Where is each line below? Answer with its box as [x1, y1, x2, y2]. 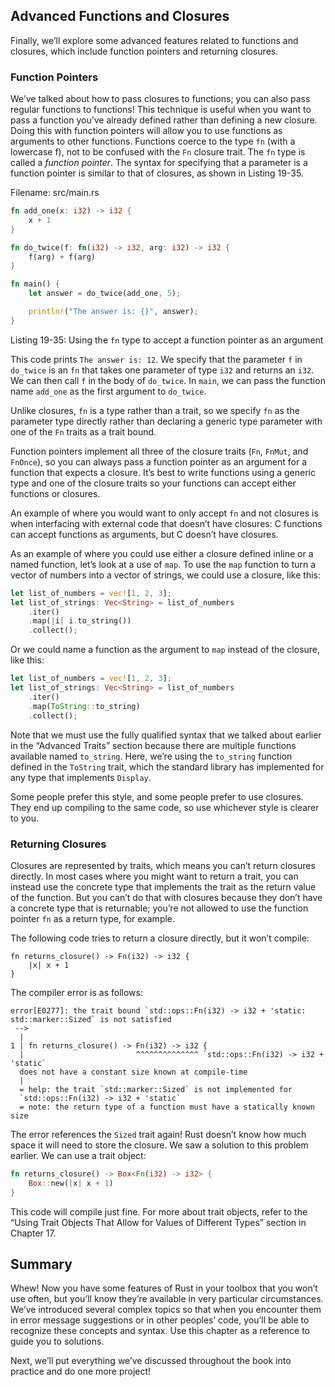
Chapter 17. [10, 1227, 57, 1239]
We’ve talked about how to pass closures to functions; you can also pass [10, 93, 311, 105]
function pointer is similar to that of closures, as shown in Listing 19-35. [10, 167, 304, 179]
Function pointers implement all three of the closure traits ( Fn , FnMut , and [10, 445, 309, 457]
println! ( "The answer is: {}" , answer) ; [28, 307, 199, 317]
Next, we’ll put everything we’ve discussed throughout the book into [10, 1355, 292, 1367]
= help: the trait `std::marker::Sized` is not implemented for [19, 1084, 293, 1094]
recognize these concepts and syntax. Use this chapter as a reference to [10, 1325, 310, 1337]
